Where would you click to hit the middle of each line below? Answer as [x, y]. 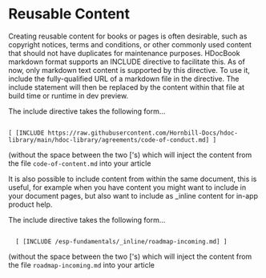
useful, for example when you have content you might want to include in [127, 187]
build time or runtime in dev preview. [69, 95]
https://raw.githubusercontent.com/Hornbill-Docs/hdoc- [143, 133]
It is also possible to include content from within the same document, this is [133, 179]
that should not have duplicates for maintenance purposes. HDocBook [124, 53]
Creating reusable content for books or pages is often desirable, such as [128, 36]
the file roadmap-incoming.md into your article [81, 264]
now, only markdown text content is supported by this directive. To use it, [129, 70]
